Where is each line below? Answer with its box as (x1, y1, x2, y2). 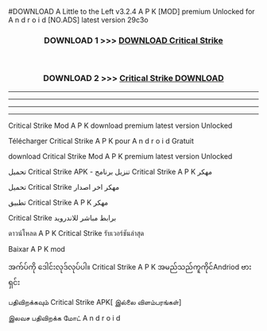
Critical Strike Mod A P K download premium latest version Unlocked (8, 121, 233, 130)
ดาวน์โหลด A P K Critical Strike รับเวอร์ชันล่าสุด (8, 228, 145, 237)
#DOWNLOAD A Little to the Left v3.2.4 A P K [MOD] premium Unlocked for (8, 7, 256, 16)
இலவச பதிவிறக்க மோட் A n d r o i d (8, 313, 121, 322)
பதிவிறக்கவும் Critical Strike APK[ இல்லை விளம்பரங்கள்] (8, 297, 182, 306)
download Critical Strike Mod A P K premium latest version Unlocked (8, 151, 233, 161)
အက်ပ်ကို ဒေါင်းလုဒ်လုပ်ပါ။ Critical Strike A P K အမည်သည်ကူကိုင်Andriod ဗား (8, 262, 252, 271)
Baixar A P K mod (8, 244, 66, 253)
